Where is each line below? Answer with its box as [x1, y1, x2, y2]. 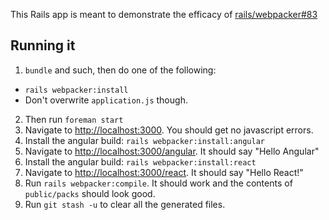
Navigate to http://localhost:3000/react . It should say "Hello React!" [24, 166, 304, 178]
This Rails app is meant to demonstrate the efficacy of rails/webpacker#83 [10, 9, 318, 20]
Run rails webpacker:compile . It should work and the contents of [24, 177, 293, 189]
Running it [10, 37, 76, 54]
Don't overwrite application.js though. [24, 94, 188, 106]
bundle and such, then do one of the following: [24, 64, 217, 76]
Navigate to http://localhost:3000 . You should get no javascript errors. [24, 124, 314, 136]
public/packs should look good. [24, 187, 156, 199]
